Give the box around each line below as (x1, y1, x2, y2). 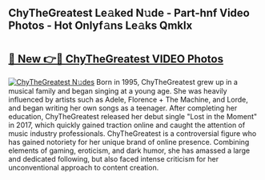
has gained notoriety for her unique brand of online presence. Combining (8, 138, 250, 146)
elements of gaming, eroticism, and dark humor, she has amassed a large (8, 146, 251, 155)
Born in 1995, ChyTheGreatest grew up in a (95, 78, 239, 86)
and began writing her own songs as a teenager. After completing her (8, 103, 238, 113)
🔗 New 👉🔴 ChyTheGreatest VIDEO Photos (8, 52, 224, 66)
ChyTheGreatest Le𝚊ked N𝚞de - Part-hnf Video (8, 6, 250, 20)
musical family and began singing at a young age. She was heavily (8, 86, 227, 95)
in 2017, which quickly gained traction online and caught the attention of (8, 120, 246, 130)
